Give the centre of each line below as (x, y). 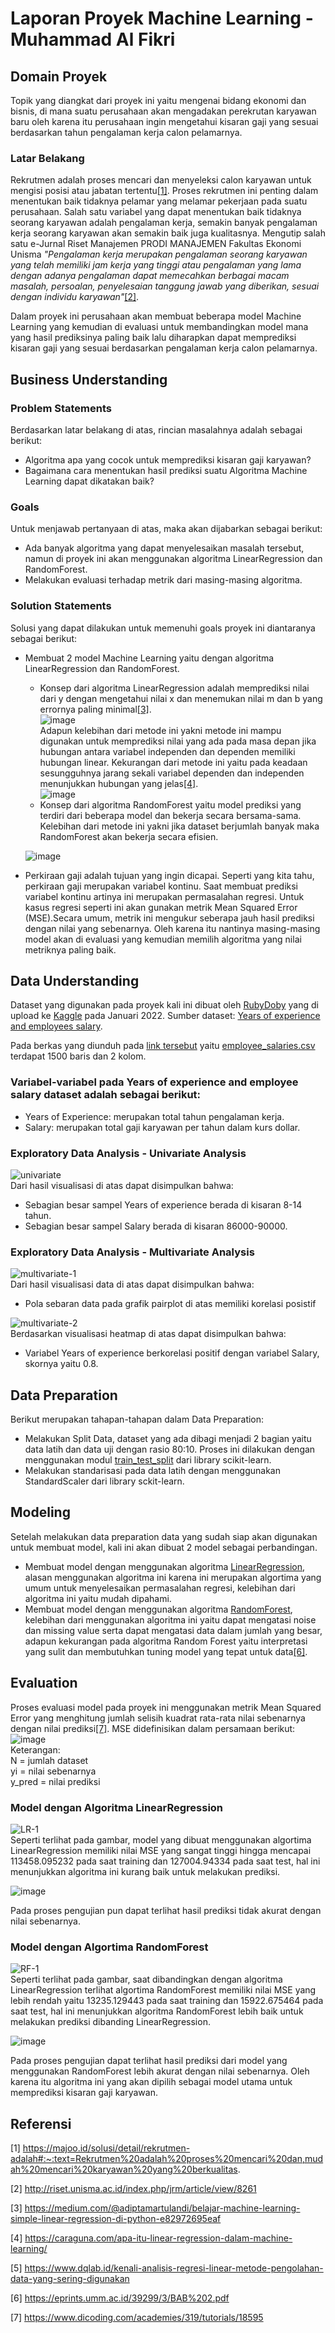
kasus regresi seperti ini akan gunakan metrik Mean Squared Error (161, 907)
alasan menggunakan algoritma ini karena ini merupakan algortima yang (173, 1577)
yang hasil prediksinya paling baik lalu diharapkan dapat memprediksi (153, 338)
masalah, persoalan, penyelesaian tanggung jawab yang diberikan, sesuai (165, 286)
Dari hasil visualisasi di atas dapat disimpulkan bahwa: (122, 1185)
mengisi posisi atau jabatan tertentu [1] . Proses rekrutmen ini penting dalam (164, 191)
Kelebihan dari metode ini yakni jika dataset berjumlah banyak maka (179, 826)
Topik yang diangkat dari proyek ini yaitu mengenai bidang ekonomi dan (158, 100)
